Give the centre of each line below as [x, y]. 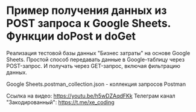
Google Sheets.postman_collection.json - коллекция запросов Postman [96, 84]
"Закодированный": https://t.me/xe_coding [60, 102]
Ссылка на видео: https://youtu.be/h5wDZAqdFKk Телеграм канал [91, 96]
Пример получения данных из [87, 11]
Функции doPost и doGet [71, 36]
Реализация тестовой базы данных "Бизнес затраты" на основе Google [98, 53]
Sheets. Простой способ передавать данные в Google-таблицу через [96, 59]
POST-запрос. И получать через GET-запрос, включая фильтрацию [93, 66]
